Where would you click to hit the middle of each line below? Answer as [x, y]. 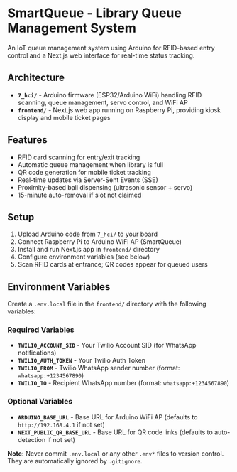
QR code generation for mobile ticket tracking [84, 172]
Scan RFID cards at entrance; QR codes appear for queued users [112, 264]
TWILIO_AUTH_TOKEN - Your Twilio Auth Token [82, 360]
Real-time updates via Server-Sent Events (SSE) [88, 180]
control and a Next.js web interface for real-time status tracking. [101, 55]
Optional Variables [40, 402]
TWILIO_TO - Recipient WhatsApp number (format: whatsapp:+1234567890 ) [123, 383]
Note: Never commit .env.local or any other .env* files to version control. [116, 454]
